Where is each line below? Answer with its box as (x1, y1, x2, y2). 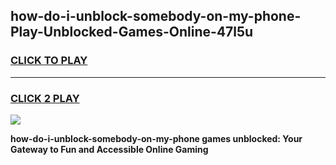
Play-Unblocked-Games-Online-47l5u (10, 24, 254, 41)
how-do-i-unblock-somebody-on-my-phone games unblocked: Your (10, 132, 303, 144)
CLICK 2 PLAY (10, 91, 80, 105)
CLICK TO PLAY (10, 54, 88, 68)
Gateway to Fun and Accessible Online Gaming (10, 143, 209, 155)
